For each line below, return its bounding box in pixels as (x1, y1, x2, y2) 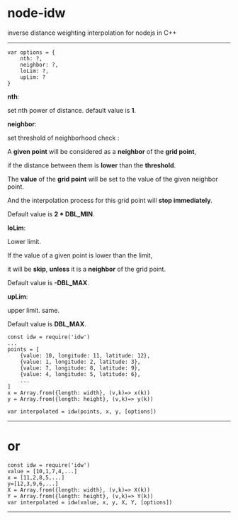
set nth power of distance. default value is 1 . (7, 106, 137, 114)
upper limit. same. (7, 306, 60, 314)
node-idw (7, 5, 66, 21)
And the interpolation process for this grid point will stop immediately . (7, 196, 213, 204)
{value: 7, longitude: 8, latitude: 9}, (20, 364, 141, 372)
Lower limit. (7, 237, 41, 245)
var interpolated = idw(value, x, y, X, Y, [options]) (7, 499, 173, 506)
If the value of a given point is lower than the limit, (7, 250, 153, 260)
